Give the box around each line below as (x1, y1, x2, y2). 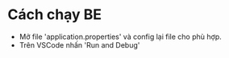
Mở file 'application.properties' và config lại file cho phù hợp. (19, 32, 223, 41)
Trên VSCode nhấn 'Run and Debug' (19, 40, 140, 49)
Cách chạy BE (7, 6, 102, 24)
